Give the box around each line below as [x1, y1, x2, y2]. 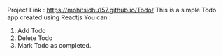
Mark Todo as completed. [17, 41, 92, 49]
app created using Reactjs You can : [7, 13, 111, 21]
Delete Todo [17, 34, 53, 42]
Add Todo [17, 27, 46, 35]
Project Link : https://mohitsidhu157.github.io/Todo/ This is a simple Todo [7, 6, 217, 14]
